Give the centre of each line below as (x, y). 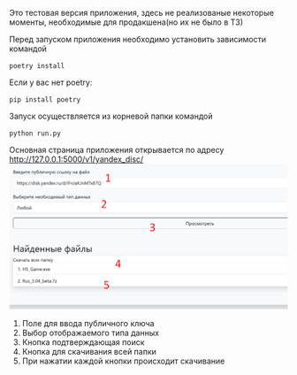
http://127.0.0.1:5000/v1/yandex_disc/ (76, 159)
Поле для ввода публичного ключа (88, 324)
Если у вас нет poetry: (51, 82)
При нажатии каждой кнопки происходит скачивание (123, 361)
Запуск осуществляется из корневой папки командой (111, 116)
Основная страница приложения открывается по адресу (117, 150)
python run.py (35, 134)
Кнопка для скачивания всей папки (89, 352)
